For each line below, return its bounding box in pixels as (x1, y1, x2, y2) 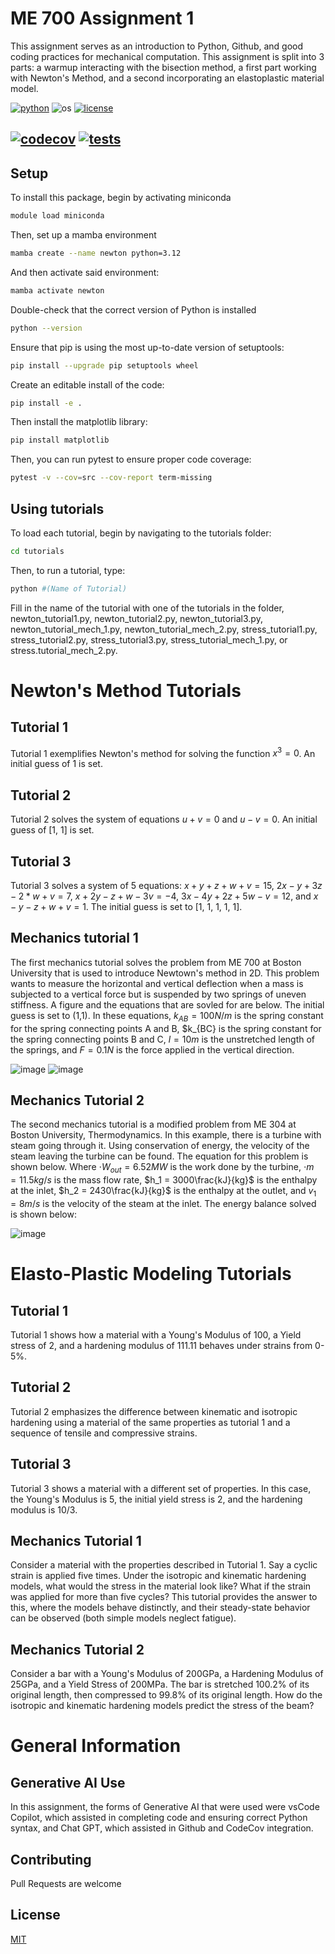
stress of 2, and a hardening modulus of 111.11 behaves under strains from (10, 1340, 313, 1351)
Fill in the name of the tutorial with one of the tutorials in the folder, (10, 602, 285, 614)
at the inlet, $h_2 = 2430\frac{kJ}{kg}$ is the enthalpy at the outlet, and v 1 (10, 1185, 317, 1199)
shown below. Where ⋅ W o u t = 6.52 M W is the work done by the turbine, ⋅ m (10, 1161, 315, 1176)
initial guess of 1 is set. (10, 758, 103, 770)
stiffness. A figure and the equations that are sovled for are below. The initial (10, 998, 325, 1011)
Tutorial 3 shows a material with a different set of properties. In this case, (10, 1482, 312, 1494)
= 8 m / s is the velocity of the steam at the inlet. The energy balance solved (10, 1198, 317, 1209)
